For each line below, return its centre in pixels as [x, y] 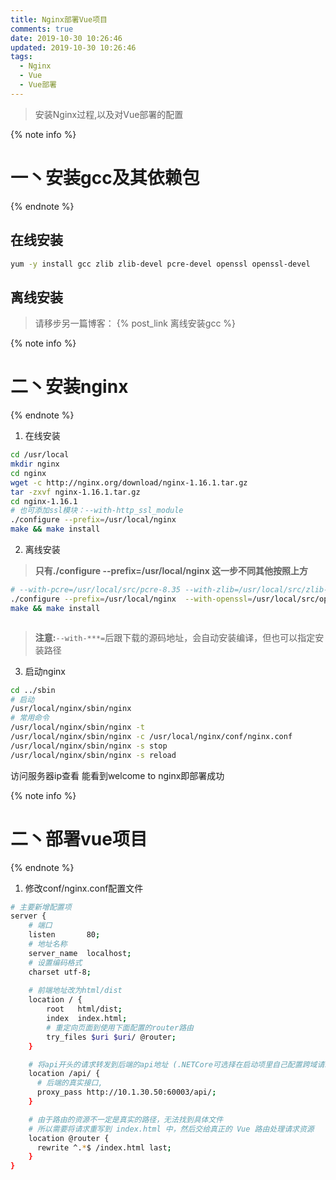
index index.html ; [87, 1019]
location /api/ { [64, 1074]
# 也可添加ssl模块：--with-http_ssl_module [97, 511]
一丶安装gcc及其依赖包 [105, 177]
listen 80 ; [64, 935]
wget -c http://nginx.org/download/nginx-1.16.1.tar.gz [129, 482]
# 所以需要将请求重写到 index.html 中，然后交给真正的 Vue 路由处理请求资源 [171, 1129]
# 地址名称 [48, 944]
